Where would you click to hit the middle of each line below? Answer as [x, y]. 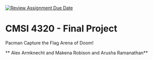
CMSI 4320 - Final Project [61, 29]
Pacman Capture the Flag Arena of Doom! [50, 43]
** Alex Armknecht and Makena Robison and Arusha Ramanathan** [77, 53]
